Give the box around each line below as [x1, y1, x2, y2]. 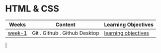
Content [55, 21, 75, 28]
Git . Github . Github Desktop [32, 29, 100, 36]
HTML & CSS [5, 3, 59, 14]
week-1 [8, 29, 27, 36]
